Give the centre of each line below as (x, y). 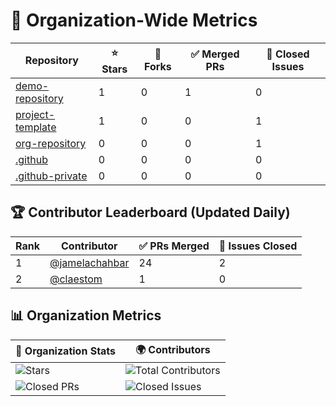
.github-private (51, 176)
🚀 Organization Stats (66, 351)
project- (35, 114)
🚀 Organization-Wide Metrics (134, 20)
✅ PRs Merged (174, 246)
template (36, 127)
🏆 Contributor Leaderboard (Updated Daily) (150, 212)
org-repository (51, 143)
